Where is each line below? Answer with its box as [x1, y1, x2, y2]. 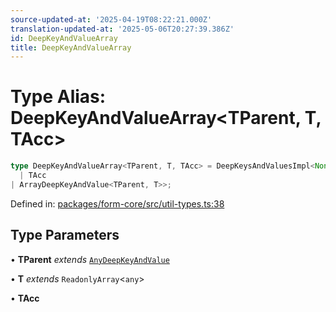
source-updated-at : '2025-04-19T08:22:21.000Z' [10, 14, 213, 25]
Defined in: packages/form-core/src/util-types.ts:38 [10, 197, 225, 210]
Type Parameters [10, 227, 120, 244]
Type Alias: [10, 86, 107, 108]
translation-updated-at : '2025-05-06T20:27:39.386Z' [10, 24, 235, 34]
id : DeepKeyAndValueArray [10, 33, 118, 43]
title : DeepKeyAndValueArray [10, 42, 132, 53]
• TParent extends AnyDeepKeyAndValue [10, 253, 170, 265]
